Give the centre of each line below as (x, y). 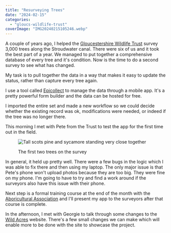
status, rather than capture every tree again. (52, 81)
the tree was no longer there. (36, 117)
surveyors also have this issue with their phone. (55, 183)
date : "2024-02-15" (26, 15)
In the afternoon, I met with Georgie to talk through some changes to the (81, 214)
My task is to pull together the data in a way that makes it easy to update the (86, 75)
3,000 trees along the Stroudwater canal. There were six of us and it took (82, 49)
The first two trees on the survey (52, 152)
